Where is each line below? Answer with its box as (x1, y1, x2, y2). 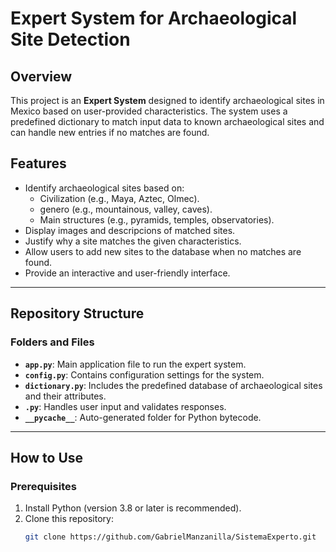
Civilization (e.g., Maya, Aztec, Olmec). (39, 192, 200, 204)
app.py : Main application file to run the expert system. (24, 358, 247, 370)
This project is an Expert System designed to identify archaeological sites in (10, 95, 325, 106)
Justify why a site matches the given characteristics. (24, 235, 242, 247)
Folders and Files (10, 335, 95, 349)
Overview (10, 68, 73, 85)
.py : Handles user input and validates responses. (24, 400, 227, 412)
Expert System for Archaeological (10, 7, 298, 30)
